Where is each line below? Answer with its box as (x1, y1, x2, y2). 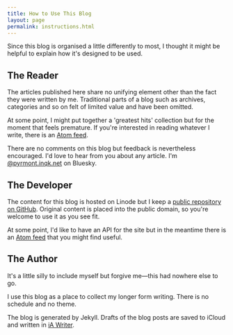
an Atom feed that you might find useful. (7, 233, 123, 241)
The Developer (7, 179, 73, 191)
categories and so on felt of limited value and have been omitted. (7, 103, 193, 111)
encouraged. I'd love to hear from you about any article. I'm (7, 152, 177, 160)
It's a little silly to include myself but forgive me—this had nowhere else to (7, 271, 218, 280)
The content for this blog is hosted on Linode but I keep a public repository (7, 198, 221, 205)
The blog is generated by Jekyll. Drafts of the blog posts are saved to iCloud (7, 313, 226, 321)
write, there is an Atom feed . (7, 131, 88, 139)
